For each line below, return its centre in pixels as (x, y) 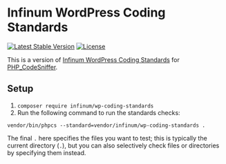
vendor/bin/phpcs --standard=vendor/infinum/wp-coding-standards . (106, 125)
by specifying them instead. (47, 152)
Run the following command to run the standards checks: (99, 112)
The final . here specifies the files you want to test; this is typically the (107, 138)
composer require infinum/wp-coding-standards (85, 106)
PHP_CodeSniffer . (32, 67)
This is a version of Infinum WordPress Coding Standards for (93, 59)
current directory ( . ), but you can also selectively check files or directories (113, 145)
